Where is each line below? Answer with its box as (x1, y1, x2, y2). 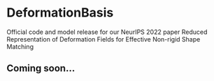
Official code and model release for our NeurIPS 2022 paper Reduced (6, 28, 208, 36)
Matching (6, 42, 34, 51)
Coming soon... (6, 62, 76, 74)
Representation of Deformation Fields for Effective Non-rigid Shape (6, 35, 201, 43)
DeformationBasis (6, 5, 114, 21)
